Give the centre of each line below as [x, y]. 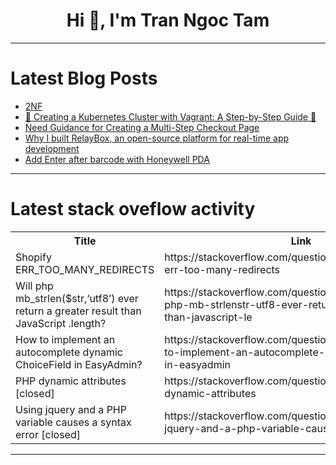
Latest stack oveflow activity [133, 209]
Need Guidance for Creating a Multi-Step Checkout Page [142, 127]
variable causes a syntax [73, 422]
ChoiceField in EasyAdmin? [79, 364]
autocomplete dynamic [69, 352]
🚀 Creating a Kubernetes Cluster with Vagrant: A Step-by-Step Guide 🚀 [170, 116]
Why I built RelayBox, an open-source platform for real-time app [157, 138]
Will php [34, 286]
